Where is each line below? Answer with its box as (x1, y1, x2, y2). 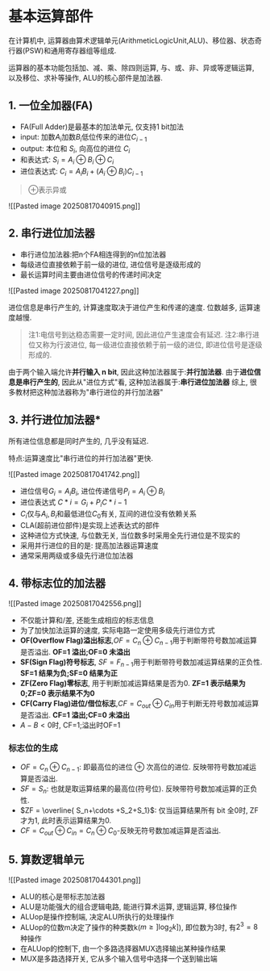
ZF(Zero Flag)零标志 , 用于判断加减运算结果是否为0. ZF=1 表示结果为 (19, 679, 246, 688)
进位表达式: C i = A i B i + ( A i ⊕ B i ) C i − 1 (19, 166, 143, 178)
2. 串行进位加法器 (8, 227, 95, 241)
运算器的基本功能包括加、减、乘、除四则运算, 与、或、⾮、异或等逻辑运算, (8, 62, 255, 73)
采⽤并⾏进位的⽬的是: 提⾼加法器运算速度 (19, 540, 159, 550)
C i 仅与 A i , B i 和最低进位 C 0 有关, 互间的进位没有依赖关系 (19, 509, 197, 521)
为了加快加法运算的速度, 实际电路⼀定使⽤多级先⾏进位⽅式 (19, 625, 215, 634)
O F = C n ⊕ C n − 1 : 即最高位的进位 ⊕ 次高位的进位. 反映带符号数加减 (19, 762, 250, 774)
